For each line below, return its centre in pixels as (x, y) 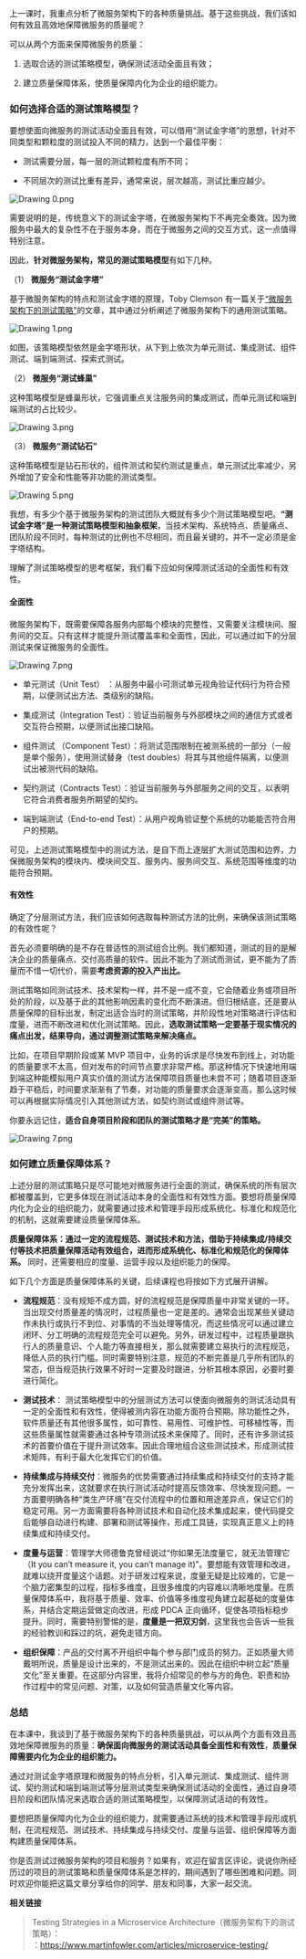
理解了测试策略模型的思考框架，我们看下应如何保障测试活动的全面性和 (141, 568)
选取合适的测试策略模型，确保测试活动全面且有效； (118, 63)
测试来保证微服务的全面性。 (61, 647)
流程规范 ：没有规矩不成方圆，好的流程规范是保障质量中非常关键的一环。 (158, 1301)
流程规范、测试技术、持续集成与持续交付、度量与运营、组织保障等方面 (165, 1830)
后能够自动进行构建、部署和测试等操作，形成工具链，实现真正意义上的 (154, 1522)
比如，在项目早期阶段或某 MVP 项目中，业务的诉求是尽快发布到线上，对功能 (153, 1055)
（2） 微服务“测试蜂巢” (53, 378)
